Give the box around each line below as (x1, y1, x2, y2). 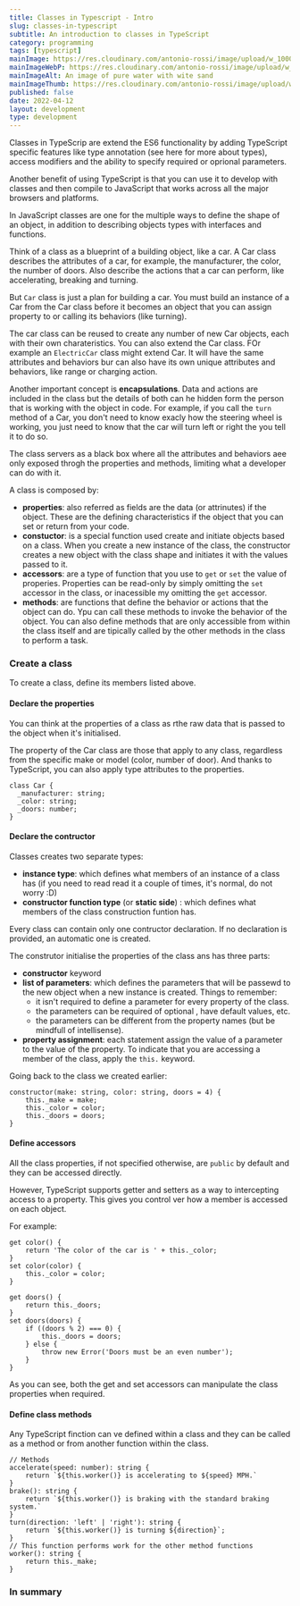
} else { (25, 1340, 58, 1350)
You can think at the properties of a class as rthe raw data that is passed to (9, 718, 286, 728)
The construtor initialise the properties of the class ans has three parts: (9, 950, 271, 961)
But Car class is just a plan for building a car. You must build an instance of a (9, 292, 290, 303)
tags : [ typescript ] (9, 46, 82, 55)
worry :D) (21, 887, 58, 898)
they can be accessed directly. (9, 1167, 122, 1178)
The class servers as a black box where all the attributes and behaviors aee (9, 449, 287, 459)
